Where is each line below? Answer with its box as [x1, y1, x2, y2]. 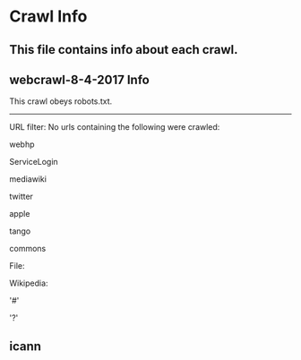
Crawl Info [9, 6, 88, 27]
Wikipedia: [9, 278, 48, 288]
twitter [9, 191, 34, 202]
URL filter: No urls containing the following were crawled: [9, 122, 220, 133]
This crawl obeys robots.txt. [9, 96, 113, 107]
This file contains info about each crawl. [9, 42, 238, 57]
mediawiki [9, 174, 47, 184]
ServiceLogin [9, 157, 58, 167]
